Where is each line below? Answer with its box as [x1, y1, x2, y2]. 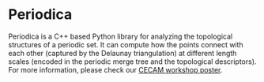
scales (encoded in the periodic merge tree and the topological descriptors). [8, 57, 257, 66]
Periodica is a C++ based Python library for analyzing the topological [8, 32, 233, 41]
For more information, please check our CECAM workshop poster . [8, 65, 223, 74]
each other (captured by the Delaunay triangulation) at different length [8, 48, 237, 58]
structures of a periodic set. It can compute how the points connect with [8, 39, 243, 49]
